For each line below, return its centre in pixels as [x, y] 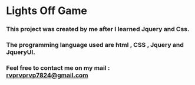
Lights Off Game [47, 11]
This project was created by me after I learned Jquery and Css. [98, 29]
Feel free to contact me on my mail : [58, 67]
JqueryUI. [21, 52]
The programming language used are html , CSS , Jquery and [95, 45]
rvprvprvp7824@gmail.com [47, 75]
